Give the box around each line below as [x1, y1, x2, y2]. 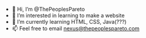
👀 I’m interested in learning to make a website [11, 12, 125, 19]
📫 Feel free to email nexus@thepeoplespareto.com [11, 25, 140, 32]
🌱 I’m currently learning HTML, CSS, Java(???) [11, 18, 127, 25]
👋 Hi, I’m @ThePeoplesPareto [11, 6, 85, 12]
